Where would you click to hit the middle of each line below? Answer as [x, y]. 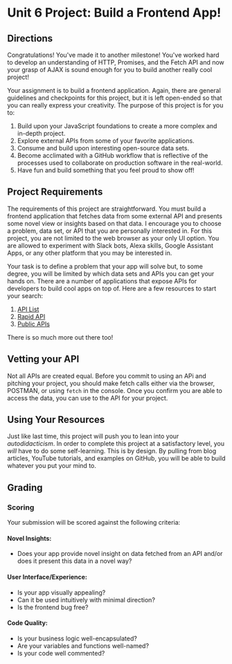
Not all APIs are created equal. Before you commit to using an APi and [107, 376]
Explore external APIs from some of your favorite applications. [106, 141]
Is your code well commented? [61, 653]
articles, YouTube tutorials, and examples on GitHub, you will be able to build [116, 458]
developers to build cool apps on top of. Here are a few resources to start [112, 288]
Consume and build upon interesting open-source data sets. [103, 148]
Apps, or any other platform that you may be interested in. [90, 253]
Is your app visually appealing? [61, 592]
